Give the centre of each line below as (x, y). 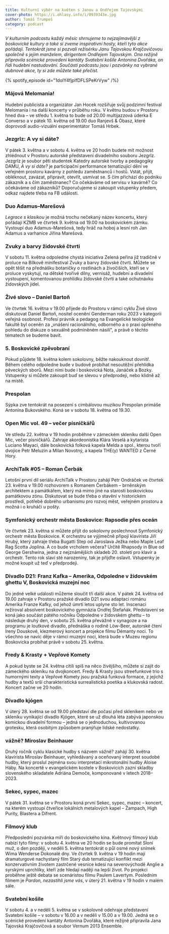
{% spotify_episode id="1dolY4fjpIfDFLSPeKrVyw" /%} (62, 80)
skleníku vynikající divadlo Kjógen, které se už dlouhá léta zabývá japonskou (84, 717)
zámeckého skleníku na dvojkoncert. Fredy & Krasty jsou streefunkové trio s (84, 671)
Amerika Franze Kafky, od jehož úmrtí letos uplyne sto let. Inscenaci (76, 604)
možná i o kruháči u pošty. (33, 506)
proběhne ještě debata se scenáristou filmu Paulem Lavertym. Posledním (81, 875)
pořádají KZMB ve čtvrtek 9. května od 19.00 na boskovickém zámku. (77, 222)
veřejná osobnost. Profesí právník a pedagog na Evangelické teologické (79, 319)
